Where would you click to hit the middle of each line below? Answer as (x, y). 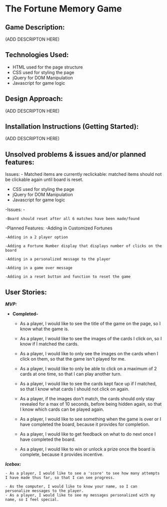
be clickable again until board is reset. (44, 180)
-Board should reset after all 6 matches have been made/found (72, 219)
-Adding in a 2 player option (37, 237)
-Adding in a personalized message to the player (58, 259)
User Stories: (26, 292)
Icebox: (13, 464)
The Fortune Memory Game (63, 9)
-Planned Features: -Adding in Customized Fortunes (59, 228)
